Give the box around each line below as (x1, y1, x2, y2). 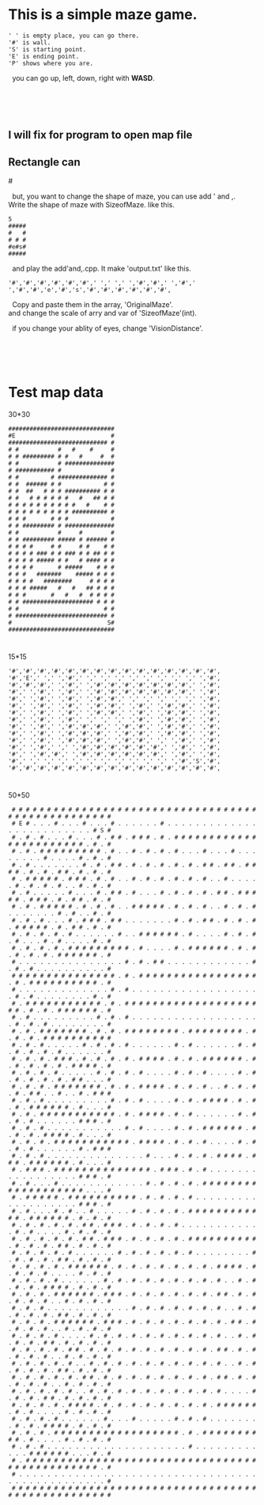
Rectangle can (8, 155, 81, 169)
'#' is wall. (8, 38, 51, 47)
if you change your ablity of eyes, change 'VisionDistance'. (11, 324, 204, 333)
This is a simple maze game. (8, 6, 198, 24)
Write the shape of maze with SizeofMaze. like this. (8, 200, 175, 210)
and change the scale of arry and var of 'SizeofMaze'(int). (8, 309, 198, 318)
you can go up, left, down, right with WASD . (11, 73, 156, 82)
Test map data (8, 384, 104, 401)
